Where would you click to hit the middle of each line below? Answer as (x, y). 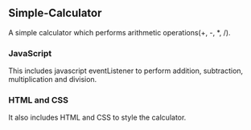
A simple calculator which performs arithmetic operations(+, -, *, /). (119, 32)
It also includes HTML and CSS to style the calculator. (97, 118)
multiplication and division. (53, 79)
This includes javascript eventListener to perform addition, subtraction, (126, 71)
